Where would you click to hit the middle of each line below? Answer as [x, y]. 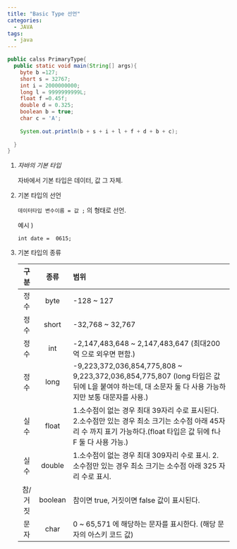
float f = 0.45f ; [44, 99]
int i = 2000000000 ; [50, 85]
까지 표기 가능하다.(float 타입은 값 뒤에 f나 [155, 432]
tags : [15, 33]
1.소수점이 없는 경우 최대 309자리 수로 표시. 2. [146, 455]
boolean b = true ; [47, 112]
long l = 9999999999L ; [53, 92]
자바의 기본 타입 [39, 166]
